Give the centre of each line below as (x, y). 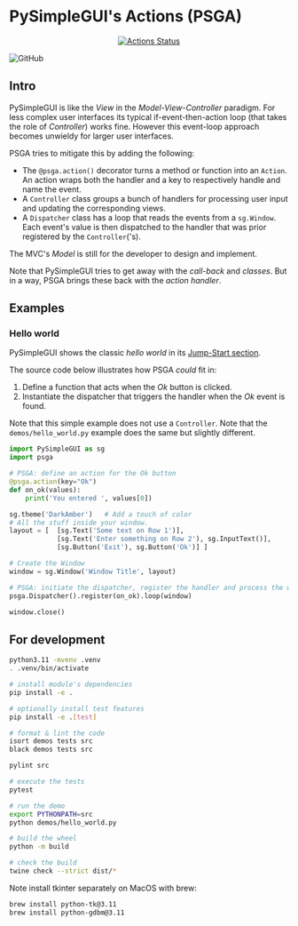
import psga (31, 458)
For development (57, 639)
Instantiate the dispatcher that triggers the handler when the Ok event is (153, 396)
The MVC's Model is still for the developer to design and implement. (133, 253)
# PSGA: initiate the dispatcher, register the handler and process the (146, 587)
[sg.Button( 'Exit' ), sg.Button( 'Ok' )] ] (132, 547)
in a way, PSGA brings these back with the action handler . (115, 280)
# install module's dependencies (71, 684)
